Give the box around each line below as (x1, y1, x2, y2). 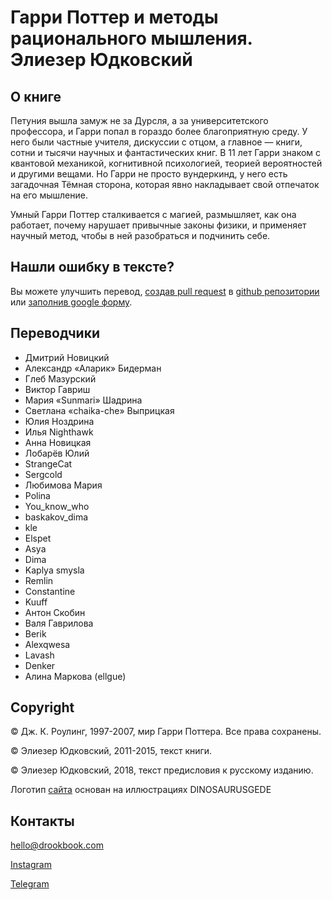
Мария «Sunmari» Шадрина (24, 394, 143, 406)
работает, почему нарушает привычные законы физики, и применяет (10, 219, 307, 231)
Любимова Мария (24, 479, 103, 491)
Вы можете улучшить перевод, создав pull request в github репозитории (10, 285, 320, 297)
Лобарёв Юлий (24, 447, 90, 459)
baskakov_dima (24, 511, 89, 523)
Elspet (24, 532, 52, 544)
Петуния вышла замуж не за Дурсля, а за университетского (10, 115, 269, 126)
